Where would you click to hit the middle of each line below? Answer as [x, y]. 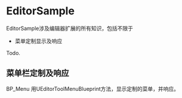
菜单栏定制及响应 [38, 73]
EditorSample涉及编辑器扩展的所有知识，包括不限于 [70, 28]
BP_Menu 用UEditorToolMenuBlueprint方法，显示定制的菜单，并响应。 [93, 88]
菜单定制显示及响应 [38, 41]
